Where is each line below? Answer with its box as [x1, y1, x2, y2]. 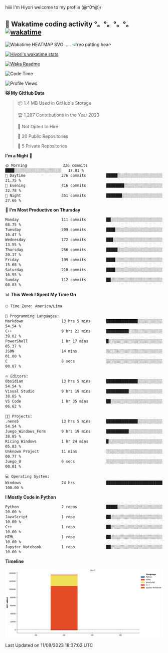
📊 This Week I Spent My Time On [5, 291, 76, 297]
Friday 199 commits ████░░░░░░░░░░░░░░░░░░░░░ [5, 257, 163, 262]
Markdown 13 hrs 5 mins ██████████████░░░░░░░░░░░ [5, 318, 163, 324]
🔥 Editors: [5, 373, 29, 379]
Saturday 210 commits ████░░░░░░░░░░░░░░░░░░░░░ [5, 267, 163, 272]
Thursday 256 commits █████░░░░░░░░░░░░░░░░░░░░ [5, 247, 163, 252]
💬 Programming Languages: [5, 313, 59, 319]
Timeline [5, 558, 24, 564]
